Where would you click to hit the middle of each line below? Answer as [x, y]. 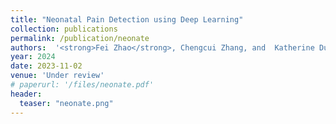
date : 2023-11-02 [46, 66]
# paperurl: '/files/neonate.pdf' [82, 85]
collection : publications [64, 29]
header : [26, 94]
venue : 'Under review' [57, 76]
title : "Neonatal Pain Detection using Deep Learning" [127, 19]
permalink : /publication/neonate [80, 38]
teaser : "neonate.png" [66, 103]
